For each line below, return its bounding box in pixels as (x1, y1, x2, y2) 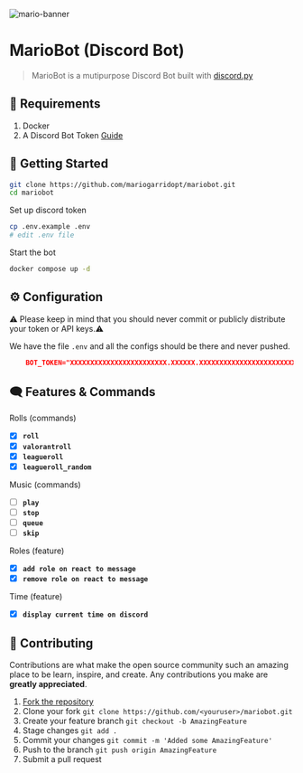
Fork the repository (22, 696, 95, 707)
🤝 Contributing (9, 636, 94, 651)
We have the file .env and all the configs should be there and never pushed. (9, 340, 290, 352)
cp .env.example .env (9, 222, 91, 231)
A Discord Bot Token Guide (22, 129, 124, 140)
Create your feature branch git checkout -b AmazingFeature (22, 715, 248, 726)
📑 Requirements (9, 96, 101, 112)
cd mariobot (9, 188, 54, 198)
